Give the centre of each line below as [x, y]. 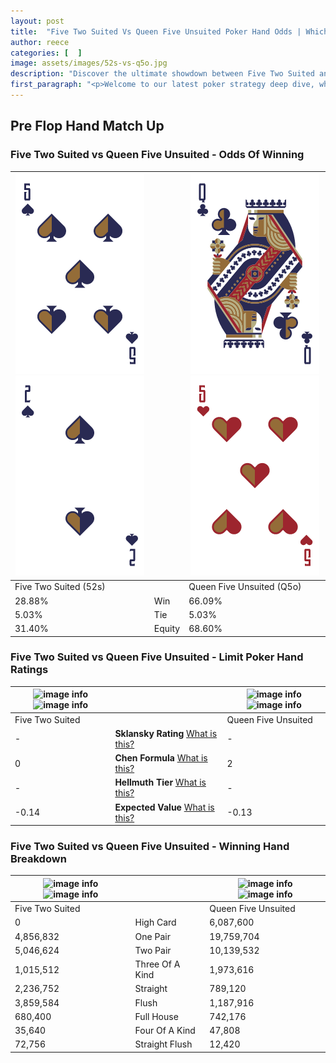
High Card [155, 922]
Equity [167, 629]
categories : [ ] [46, 53]
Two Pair [153, 950]
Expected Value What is [164, 807]
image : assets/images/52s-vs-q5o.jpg [89, 63]
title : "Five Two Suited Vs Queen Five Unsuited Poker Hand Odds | [156, 31]
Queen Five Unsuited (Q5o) [245, 587]
